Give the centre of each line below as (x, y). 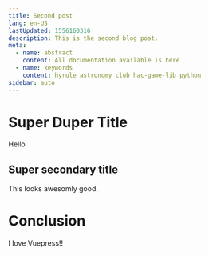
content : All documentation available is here (101, 61)
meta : (17, 46)
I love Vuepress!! (36, 243)
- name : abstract (44, 53)
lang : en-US (28, 23)
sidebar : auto (32, 82)
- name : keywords (44, 68)
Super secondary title (63, 169)
